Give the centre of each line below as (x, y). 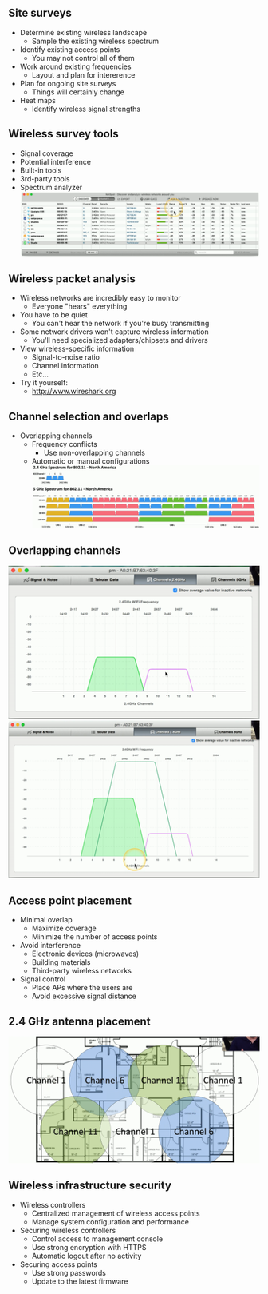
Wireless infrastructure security (90, 1186)
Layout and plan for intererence (83, 74)
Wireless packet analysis (72, 279)
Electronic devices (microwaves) (85, 954)
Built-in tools (41, 170)
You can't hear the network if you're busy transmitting (120, 324)
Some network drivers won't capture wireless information (114, 332)
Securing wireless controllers (68, 1230)
